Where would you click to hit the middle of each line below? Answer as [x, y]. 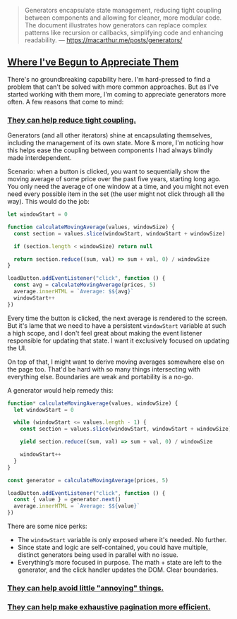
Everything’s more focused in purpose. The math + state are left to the [120, 563]
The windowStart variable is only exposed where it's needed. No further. [122, 540]
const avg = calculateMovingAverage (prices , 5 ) [85, 285]
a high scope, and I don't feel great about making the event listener [105, 333]
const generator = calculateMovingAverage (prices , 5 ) [88, 480]
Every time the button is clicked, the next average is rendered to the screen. [117, 318]
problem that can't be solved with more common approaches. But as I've [113, 87]
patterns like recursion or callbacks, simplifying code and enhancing [124, 32]
